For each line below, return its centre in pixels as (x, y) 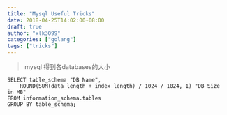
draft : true (24, 26)
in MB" (17, 92)
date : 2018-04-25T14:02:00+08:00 (56, 20)
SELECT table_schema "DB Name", (54, 80)
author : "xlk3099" (34, 33)
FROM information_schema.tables (54, 98)
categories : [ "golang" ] (42, 40)
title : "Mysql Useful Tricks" (51, 14)
